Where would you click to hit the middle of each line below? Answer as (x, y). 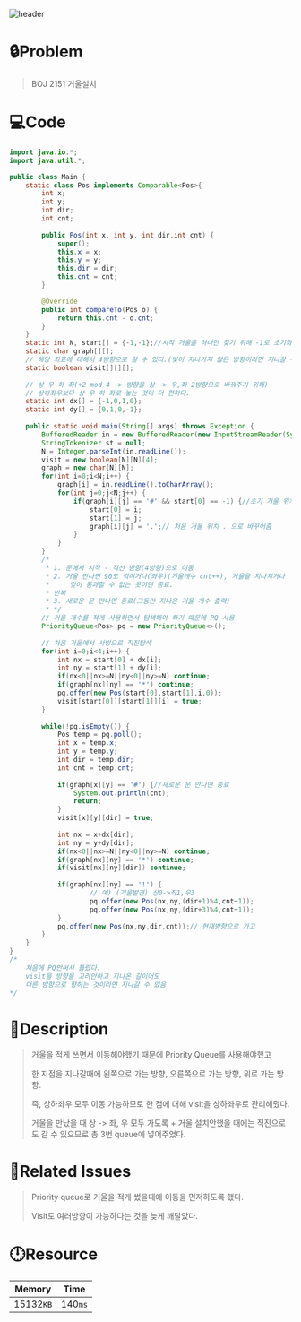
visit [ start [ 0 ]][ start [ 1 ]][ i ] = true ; (129, 701)
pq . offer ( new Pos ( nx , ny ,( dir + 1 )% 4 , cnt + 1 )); (172, 901)
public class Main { (48, 177)
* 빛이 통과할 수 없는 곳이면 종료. (109, 584)
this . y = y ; (79, 260)
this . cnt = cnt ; (87, 277)
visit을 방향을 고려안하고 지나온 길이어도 (93, 976)
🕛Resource (54, 1254)
